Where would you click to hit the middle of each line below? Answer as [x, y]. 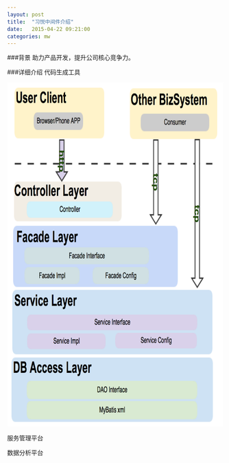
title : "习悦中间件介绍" [40, 22]
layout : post [26, 14]
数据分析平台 [25, 453]
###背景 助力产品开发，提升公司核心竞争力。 [71, 58]
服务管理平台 [25, 438]
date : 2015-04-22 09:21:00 [49, 29]
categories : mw [29, 36]
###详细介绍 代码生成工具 [44, 72]
